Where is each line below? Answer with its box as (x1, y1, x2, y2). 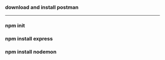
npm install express (5, 36, 53, 42)
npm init (5, 22, 26, 29)
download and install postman (5, 4, 79, 11)
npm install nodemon (5, 48, 56, 55)
